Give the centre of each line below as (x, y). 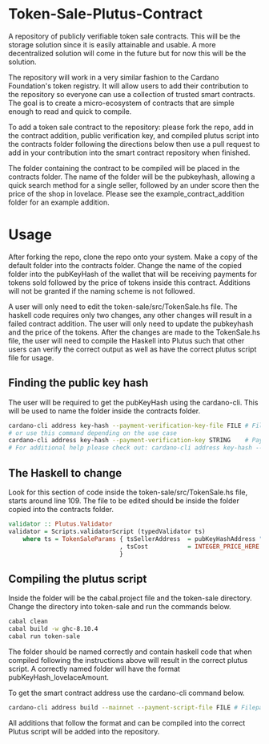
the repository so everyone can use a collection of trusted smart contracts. (132, 94)
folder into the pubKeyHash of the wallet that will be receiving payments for (133, 274)
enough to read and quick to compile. (70, 111)
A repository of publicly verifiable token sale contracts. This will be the (124, 36)
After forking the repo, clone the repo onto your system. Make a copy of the (133, 257)
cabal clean (28, 622)
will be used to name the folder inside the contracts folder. (104, 411)
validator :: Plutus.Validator (60, 524)
